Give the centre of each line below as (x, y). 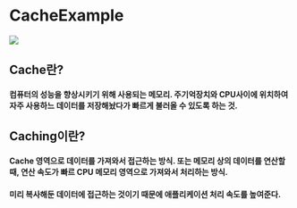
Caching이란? (47, 136)
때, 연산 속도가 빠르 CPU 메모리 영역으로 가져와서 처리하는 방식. (119, 171)
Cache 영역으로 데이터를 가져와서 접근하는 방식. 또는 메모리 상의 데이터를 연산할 (148, 161)
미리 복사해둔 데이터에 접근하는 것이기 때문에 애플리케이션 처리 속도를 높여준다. (145, 194)
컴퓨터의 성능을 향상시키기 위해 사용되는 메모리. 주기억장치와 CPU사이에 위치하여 (149, 94)
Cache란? (37, 70)
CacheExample (67, 16)
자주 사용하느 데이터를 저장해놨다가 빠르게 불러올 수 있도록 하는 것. (124, 105)
